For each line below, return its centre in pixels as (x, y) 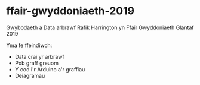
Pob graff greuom (36, 63)
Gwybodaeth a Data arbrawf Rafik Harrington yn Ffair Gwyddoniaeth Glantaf (100, 27)
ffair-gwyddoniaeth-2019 (70, 11)
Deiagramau (30, 75)
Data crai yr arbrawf (39, 56)
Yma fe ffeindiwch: (29, 45)
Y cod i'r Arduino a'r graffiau (50, 69)
